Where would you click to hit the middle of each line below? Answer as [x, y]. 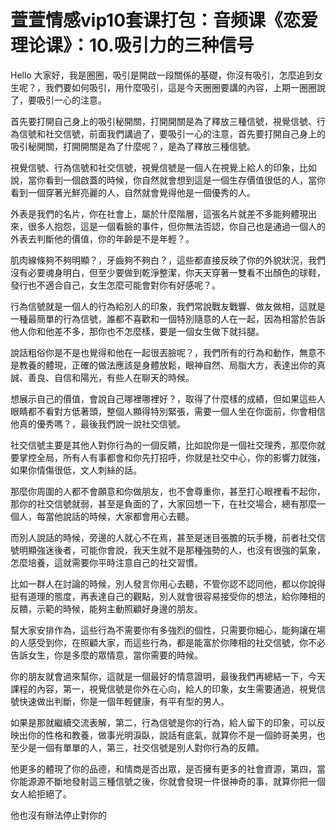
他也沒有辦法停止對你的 [58, 815]
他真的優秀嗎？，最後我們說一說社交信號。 [98, 423]
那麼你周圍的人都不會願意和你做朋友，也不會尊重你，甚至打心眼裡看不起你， [168, 491]
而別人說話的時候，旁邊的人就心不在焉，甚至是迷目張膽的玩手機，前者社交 [163, 537]
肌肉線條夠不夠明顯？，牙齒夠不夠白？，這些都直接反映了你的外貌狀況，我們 [168, 260]
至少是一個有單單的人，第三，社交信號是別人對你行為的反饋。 [137, 747]
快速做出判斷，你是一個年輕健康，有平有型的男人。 [124, 701]
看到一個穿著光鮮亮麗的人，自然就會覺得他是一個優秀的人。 [133, 192]
